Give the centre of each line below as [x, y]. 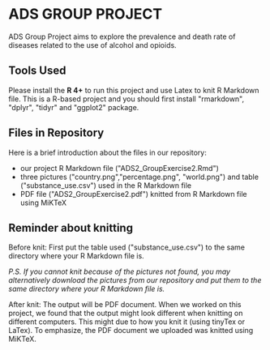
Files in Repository [56, 133]
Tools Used [37, 71]
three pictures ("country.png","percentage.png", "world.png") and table [139, 177]
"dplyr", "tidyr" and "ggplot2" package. [74, 107]
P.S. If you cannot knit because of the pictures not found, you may [120, 271]
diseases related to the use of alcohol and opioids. [92, 45]
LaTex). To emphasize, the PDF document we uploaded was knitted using [131, 331]
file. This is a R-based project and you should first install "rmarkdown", [126, 99]
